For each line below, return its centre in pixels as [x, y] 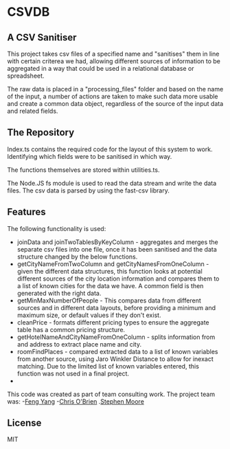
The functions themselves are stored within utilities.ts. [83, 170]
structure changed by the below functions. [77, 256]
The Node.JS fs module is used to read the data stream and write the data [112, 183]
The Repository [41, 132]
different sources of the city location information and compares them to [118, 278]
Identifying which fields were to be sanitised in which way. [90, 156]
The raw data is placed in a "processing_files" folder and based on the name [115, 89]
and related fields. [33, 111]
